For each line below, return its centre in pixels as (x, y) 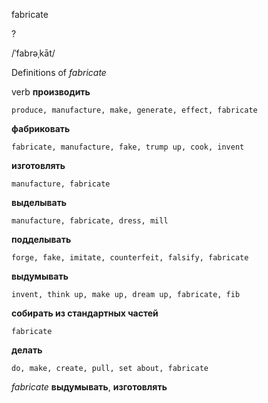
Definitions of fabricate (59, 72)
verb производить (51, 92)
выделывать (39, 202)
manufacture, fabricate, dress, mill (90, 221)
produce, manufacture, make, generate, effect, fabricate (134, 110)
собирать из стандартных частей (85, 313)
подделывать (41, 239)
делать (27, 350)
